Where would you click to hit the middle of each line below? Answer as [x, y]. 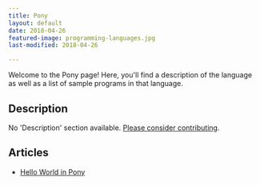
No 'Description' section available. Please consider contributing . [114, 128]
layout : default [35, 23]
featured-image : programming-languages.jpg [82, 38]
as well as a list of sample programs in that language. [96, 84]
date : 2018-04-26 [37, 30]
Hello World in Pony [52, 171]
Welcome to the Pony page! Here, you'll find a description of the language [130, 75]
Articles [29, 153]
